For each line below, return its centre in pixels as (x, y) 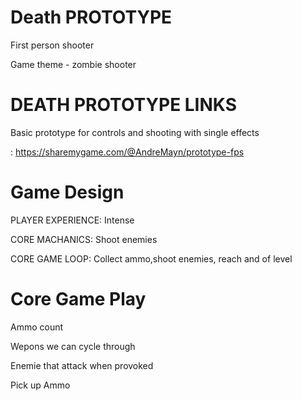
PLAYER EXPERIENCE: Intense (72, 220)
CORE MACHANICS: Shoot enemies (84, 239)
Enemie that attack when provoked (82, 365)
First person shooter (52, 45)
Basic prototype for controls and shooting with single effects (135, 132)
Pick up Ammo (40, 385)
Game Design (67, 192)
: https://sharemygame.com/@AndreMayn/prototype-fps (127, 152)
